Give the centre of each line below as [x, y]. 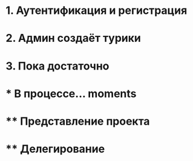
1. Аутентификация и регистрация [97, 11]
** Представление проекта [78, 121]
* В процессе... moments [71, 94]
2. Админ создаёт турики [74, 38]
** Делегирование [55, 149]
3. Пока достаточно [57, 66]
